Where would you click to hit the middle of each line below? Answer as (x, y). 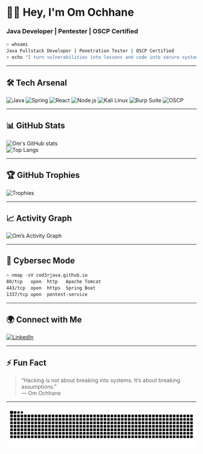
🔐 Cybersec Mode (41, 261)
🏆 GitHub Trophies (43, 175)
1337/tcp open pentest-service (47, 294)
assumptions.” (39, 387)
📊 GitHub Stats (36, 126)
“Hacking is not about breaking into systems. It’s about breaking (101, 380)
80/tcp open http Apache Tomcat (54, 282)
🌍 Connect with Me (44, 320)
